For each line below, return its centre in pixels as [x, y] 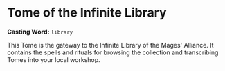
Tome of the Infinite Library [87, 13]
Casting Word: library [40, 32]
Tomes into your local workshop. [54, 59]
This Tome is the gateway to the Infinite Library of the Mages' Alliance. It [110, 45]
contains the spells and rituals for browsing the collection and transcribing [113, 52]
